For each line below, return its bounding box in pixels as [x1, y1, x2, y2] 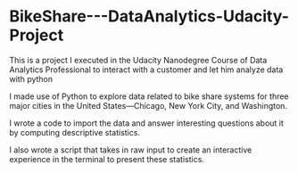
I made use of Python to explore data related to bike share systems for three [9, 91, 289, 102]
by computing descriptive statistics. [9, 127, 141, 137]
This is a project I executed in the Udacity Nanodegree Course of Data [9, 54, 268, 65]
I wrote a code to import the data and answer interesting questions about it [9, 118, 284, 128]
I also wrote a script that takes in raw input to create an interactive [9, 144, 252, 155]
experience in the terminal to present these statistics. [9, 153, 205, 164]
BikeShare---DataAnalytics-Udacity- [9, 6, 290, 27]
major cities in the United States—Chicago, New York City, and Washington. [9, 100, 288, 111]
